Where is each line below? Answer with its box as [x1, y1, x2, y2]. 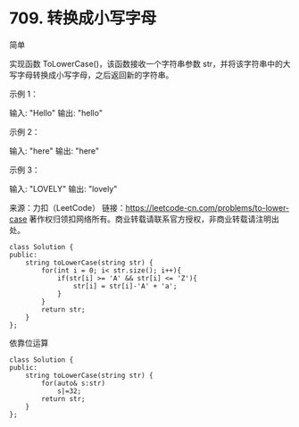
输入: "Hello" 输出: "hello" [9, 107, 103, 118]
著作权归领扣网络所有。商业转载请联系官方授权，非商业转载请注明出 [29, 213, 279, 224]
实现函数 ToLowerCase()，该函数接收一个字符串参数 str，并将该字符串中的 [9, 58, 283, 69]
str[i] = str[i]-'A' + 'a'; [72, 281, 178, 290]
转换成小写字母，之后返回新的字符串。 [32, 69, 174, 80]
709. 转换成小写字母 [9, 8, 157, 29]
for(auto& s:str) [41, 379, 105, 388]
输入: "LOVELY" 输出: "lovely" [9, 183, 118, 194]
